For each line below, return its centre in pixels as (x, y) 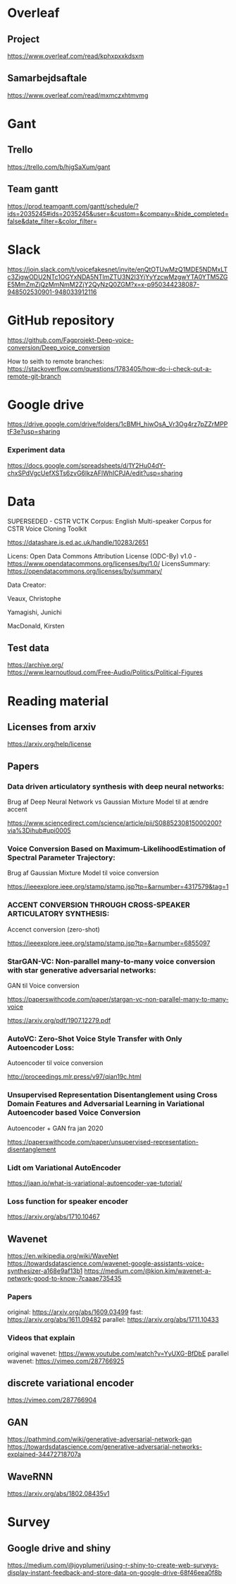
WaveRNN (30, 1476)
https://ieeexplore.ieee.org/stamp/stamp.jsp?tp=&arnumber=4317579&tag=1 (118, 887)
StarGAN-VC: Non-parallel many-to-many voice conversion (111, 961)
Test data (28, 648)
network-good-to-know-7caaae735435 (64, 1279)
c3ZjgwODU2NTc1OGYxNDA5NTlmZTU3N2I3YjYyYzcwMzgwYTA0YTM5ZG (118, 276)
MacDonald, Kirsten (36, 626)
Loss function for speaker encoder (68, 1201)
